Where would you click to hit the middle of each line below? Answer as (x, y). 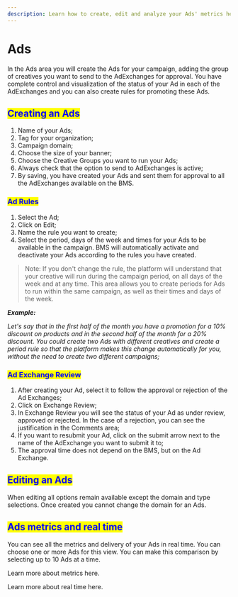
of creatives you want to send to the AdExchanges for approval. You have (114, 76)
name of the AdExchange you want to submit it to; (91, 442)
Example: (22, 312)
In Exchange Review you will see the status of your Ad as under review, (121, 413)
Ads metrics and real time (65, 527)
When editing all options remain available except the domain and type (109, 497)
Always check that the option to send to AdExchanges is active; (110, 168)
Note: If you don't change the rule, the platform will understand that (123, 268)
